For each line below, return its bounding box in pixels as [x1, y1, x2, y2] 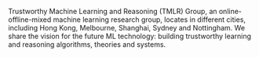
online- [218, 7, 242, 16]
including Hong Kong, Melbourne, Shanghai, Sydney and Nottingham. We [8, 23, 246, 32]
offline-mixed [8, 15, 52, 24]
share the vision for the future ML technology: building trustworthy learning [8, 31, 252, 41]
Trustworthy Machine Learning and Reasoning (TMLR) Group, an [8, 7, 217, 16]
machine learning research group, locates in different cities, [53, 15, 246, 24]
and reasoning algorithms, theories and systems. [8, 40, 166, 49]
